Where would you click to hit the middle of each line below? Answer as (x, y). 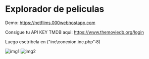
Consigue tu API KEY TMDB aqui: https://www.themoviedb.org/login (74, 32)
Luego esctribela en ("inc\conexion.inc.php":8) (53, 42)
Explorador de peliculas (55, 9)
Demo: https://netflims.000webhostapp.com (50, 23)
